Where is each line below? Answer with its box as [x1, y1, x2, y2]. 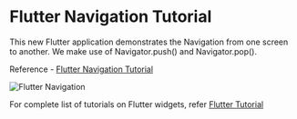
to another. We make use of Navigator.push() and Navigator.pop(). [9, 45, 258, 56]
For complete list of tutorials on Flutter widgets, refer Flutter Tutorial [9, 98, 264, 110]
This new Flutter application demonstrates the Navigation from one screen [9, 36, 289, 47]
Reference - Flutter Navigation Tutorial [9, 64, 153, 74]
